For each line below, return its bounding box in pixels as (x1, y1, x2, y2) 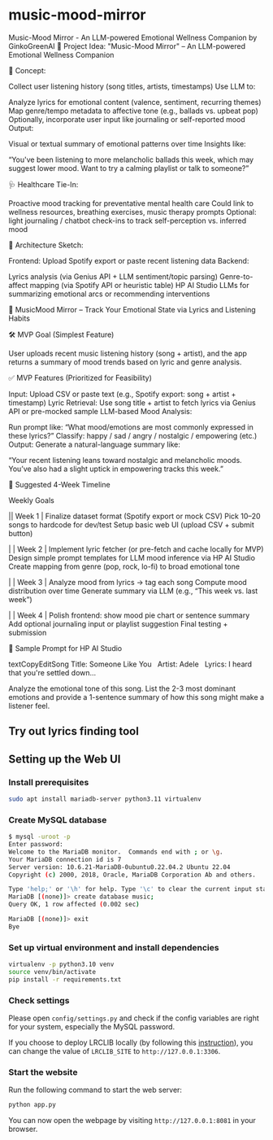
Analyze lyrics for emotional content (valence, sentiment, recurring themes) (8, 97, 262, 107)
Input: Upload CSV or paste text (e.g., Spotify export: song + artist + (8, 389, 236, 399)
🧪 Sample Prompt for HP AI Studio (8, 643, 123, 653)
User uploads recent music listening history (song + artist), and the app (8, 348, 248, 358)
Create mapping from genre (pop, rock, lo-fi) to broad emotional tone (8, 561, 240, 571)
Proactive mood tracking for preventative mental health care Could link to (8, 198, 254, 208)
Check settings (8, 994, 70, 1006)
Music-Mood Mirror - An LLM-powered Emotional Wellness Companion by (8, 33, 258, 42)
